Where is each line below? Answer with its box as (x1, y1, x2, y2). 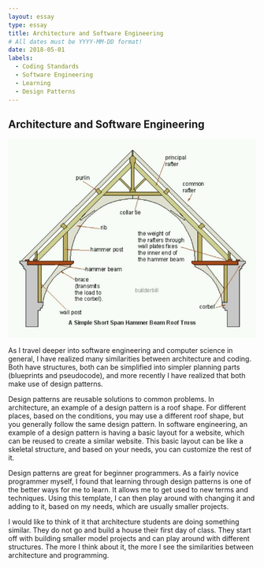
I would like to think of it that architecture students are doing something (8, 517, 240, 526)
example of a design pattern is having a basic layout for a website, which (8, 428, 245, 437)
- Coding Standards (15, 63, 80, 71)
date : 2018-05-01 (8, 46, 65, 54)
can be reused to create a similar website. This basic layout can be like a (8, 436, 244, 445)
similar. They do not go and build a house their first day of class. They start (8, 525, 251, 535)
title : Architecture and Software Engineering (8, 29, 164, 37)
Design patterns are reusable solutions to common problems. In (8, 394, 214, 403)
